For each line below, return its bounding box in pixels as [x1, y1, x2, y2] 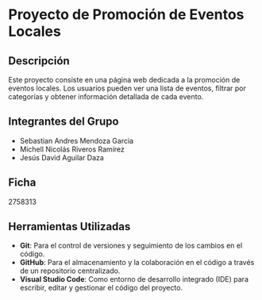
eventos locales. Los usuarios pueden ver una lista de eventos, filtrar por [8, 83, 246, 93]
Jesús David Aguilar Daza [19, 152, 105, 162]
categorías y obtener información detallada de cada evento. [8, 92, 204, 101]
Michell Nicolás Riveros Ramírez [19, 144, 125, 154]
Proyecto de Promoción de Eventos [8, 6, 245, 24]
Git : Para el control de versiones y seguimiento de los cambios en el [19, 240, 243, 251]
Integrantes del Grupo [8, 115, 119, 129]
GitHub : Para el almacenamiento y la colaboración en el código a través [19, 258, 255, 267]
